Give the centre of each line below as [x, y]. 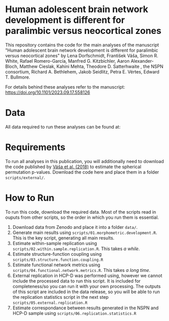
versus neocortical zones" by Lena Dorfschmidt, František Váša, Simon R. [82, 55]
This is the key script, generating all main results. [63, 238]
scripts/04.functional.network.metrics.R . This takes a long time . [81, 270]
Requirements [35, 147]
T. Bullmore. [18, 77]
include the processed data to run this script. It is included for [76, 281]
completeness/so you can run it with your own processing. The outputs [87, 286]
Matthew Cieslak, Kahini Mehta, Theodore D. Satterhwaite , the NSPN [92, 66]
